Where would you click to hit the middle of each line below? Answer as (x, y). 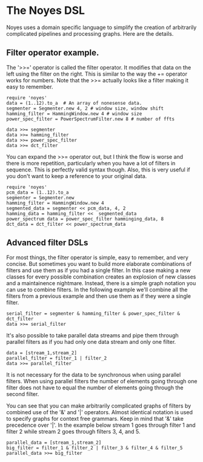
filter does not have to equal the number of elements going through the (95, 388)
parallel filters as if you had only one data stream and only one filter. (91, 342)
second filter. (23, 394)
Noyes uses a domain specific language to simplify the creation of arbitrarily (101, 27)
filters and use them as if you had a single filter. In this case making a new (98, 270)
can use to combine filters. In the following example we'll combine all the (97, 289)
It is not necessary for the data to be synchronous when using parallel (94, 375)
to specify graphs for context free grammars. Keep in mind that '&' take (95, 418)
